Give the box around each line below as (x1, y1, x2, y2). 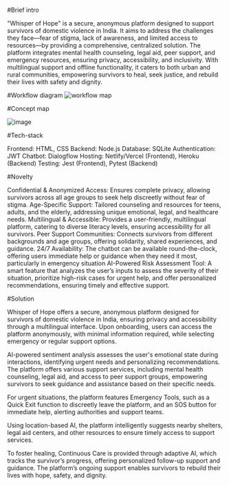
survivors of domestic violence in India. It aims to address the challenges (7, 27, 214, 34)
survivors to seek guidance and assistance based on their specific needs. (7, 380, 216, 388)
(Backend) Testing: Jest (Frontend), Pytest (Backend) (7, 159, 158, 168)
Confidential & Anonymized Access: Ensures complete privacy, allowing (7, 186, 210, 194)
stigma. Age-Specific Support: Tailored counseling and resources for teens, (7, 201, 221, 209)
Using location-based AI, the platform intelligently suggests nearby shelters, (7, 421, 223, 429)
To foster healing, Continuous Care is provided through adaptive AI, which (7, 449, 217, 457)
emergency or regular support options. (7, 337, 117, 345)
